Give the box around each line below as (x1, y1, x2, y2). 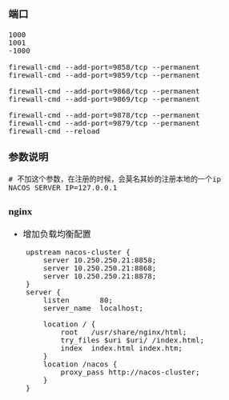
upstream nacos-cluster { (25, 248, 131, 257)
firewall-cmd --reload (8, 126, 100, 135)
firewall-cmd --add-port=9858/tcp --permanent (8, 62, 200, 71)
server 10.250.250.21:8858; (42, 256, 157, 265)
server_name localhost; (42, 304, 144, 313)
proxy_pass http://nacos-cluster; (60, 368, 200, 377)
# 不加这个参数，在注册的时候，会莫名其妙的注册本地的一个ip (8, 175, 222, 184)
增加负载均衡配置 (22, 230, 91, 240)
